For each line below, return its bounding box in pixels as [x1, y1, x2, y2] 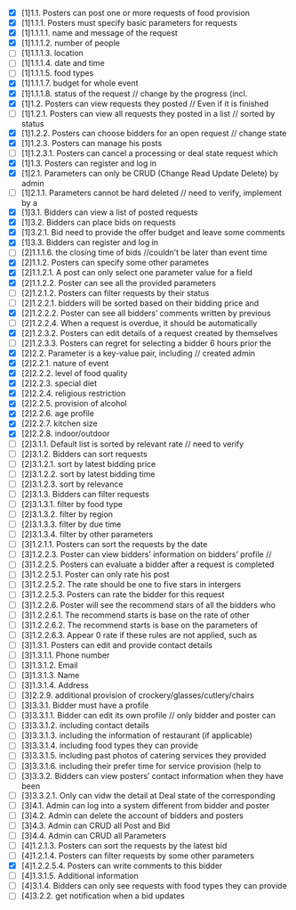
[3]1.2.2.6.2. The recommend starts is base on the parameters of [20, 619, 259, 630]
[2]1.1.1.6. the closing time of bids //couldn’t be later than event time [20, 247, 268, 258]
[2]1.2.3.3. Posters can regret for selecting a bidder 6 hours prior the [20, 338, 272, 348]
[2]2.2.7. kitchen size [20, 418, 99, 429]
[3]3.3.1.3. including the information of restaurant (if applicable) [20, 730, 252, 741]
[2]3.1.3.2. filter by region [20, 508, 113, 520]
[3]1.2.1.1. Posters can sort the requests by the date [20, 539, 208, 550]
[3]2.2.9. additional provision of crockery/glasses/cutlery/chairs [20, 690, 255, 701]
